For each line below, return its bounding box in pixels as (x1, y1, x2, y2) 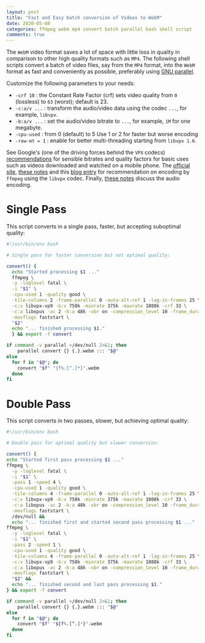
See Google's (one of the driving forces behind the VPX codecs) (6, 149, 166, 156)
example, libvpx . (15, 111, 58, 118)
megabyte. (15, 124, 43, 131)
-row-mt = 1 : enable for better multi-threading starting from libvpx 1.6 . (15, 137, 197, 144)
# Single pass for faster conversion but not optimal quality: (6, 252, 171, 258)
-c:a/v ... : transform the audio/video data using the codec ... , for (15, 104, 187, 112)
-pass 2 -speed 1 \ (12, 542, 62, 548)
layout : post (6, 9, 40, 15)
